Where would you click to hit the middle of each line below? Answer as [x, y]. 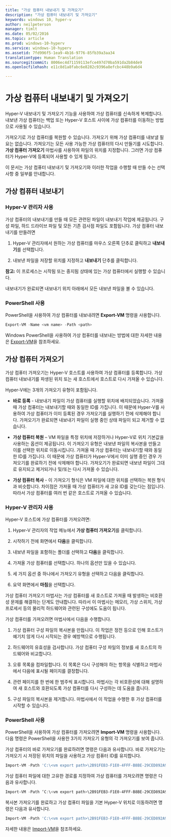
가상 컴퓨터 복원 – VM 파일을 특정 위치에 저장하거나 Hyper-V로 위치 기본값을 [88, 437]
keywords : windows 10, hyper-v [38, 19]
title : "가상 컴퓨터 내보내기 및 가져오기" [45, 10]
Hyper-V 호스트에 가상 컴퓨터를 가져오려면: [48, 519]
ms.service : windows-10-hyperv [38, 48]
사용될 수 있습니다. [33, 126]
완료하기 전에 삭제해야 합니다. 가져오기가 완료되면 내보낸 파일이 [93, 462]
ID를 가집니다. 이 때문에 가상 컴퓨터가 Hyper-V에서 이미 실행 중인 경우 [87, 456]
